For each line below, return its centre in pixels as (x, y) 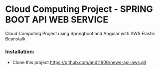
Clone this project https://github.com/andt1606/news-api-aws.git (79, 63)
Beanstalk (15, 39)
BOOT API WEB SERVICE (57, 20)
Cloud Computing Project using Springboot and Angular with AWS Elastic (80, 33)
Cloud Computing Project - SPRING (79, 9)
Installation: (20, 52)
